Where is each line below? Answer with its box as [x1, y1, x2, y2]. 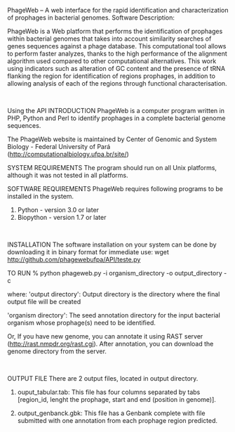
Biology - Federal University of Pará [7, 143, 111, 150]
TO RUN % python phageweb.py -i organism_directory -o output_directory [7, 269, 222, 277]
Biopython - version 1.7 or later [17, 214, 107, 221]
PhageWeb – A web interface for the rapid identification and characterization [7, 6, 229, 14]
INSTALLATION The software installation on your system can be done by [7, 240, 217, 249]
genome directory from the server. [7, 347, 107, 355]
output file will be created [7, 298, 81, 306]
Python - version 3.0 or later [17, 206, 100, 214]
